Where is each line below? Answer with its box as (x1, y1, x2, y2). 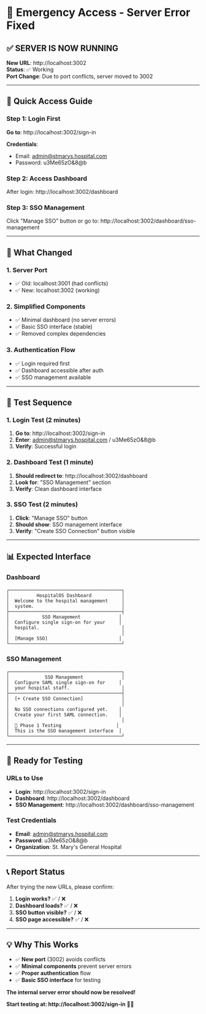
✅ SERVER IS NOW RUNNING (6, 43, 118, 53)
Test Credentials (6, 816, 57, 824)
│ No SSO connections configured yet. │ (6, 706, 122, 712)
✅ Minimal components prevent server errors (15, 962, 132, 970)
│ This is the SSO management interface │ (6, 728, 122, 734)
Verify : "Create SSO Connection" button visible (15, 527, 135, 534)
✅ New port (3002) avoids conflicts (15, 956, 106, 963)
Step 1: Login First (6, 115, 61, 123)
